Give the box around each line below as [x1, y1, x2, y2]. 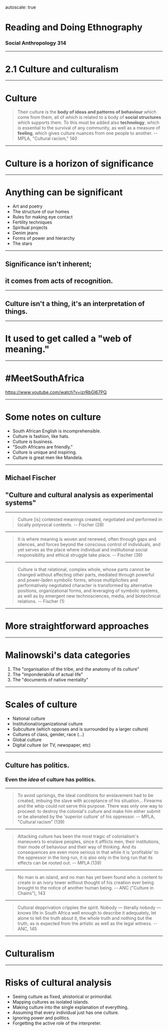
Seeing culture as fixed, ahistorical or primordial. [12, 993, 112, 999]
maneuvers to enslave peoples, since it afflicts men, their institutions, [17, 838, 160, 844]
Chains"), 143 [17, 890, 46, 896]
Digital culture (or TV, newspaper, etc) [12, 742, 91, 748]
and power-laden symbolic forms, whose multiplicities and [17, 577, 138, 583]
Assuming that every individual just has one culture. [12, 1009, 119, 1015]
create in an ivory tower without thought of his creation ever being [17, 879, 154, 885]
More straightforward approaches [5, 620, 149, 632]
